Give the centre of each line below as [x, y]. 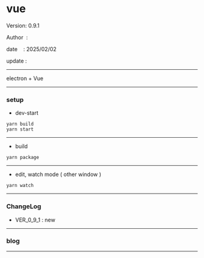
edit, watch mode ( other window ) [58, 174]
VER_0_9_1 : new [35, 220]
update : [17, 61]
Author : [17, 37]
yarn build [20, 124]
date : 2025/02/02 [31, 49]
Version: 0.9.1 [23, 25]
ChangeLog [24, 206]
